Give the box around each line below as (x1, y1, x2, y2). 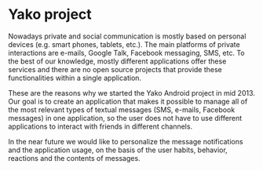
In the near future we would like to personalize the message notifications (8, 136, 243, 146)
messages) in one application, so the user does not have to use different (8, 113, 243, 122)
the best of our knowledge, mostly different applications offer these (8, 56, 227, 66)
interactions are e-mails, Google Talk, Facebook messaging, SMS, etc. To (8, 48, 245, 57)
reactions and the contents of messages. (8, 153, 141, 162)
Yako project (8, 5, 92, 24)
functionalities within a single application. (8, 73, 142, 82)
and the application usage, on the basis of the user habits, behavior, (8, 145, 228, 155)
